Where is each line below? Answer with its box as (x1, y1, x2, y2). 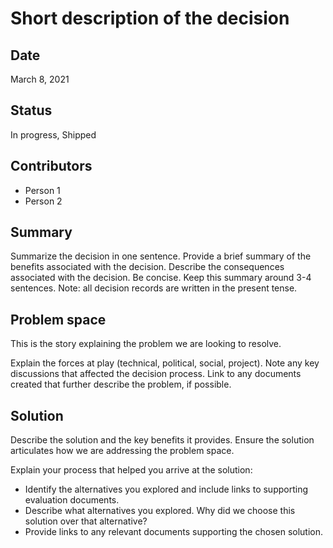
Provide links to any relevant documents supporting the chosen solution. (24, 526, 324, 538)
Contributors (10, 158, 93, 175)
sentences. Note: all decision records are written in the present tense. (10, 282, 298, 294)
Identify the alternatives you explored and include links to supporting (24, 483, 308, 496)
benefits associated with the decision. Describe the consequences (10, 261, 285, 273)
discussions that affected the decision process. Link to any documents (10, 368, 302, 380)
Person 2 (24, 195, 63, 207)
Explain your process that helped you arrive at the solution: (10, 464, 253, 476)
